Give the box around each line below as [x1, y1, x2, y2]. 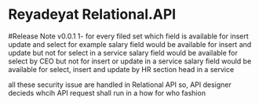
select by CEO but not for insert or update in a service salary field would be [8, 56, 252, 66]
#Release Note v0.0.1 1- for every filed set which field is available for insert [8, 31, 249, 41]
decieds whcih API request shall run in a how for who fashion [8, 88, 206, 97]
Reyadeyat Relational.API [8, 5, 177, 24]
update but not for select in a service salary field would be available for [8, 48, 238, 57]
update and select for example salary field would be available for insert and [8, 39, 252, 49]
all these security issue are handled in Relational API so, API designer [8, 80, 232, 89]
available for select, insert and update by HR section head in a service [8, 64, 235, 74]
